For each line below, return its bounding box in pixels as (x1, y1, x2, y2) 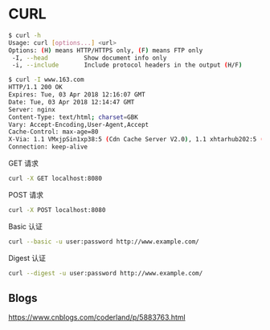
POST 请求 (8, 189, 44, 199)
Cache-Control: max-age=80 (8, 128, 99, 136)
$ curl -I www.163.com (8, 75, 84, 84)
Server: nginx (8, 105, 56, 113)
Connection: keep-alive (8, 143, 88, 151)
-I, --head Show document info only (11, 54, 167, 62)
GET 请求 (8, 158, 39, 169)
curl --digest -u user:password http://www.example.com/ (8, 269, 203, 277)
